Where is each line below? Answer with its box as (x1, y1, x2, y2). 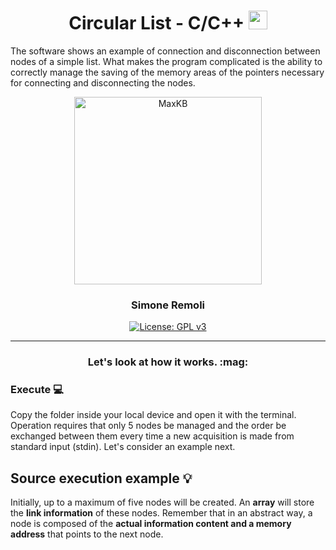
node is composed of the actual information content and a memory (10, 518, 292, 530)
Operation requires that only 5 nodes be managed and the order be (10, 420, 287, 432)
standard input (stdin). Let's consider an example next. (10, 441, 236, 453)
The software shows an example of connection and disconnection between (10, 45, 321, 57)
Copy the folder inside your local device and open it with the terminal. (10, 409, 297, 421)
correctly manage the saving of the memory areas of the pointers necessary (10, 66, 325, 78)
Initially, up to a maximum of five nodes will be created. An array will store (10, 496, 315, 509)
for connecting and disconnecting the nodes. (10, 76, 196, 89)
